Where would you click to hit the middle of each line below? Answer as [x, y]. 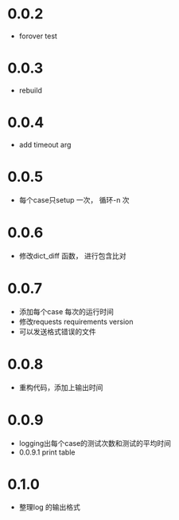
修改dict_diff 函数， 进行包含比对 [72, 255]
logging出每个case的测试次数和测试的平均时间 [95, 443]
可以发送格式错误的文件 [57, 331]
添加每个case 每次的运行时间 [66, 311]
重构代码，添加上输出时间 [61, 387]
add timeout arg [45, 144]
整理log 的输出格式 [50, 507]
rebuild [31, 90]
